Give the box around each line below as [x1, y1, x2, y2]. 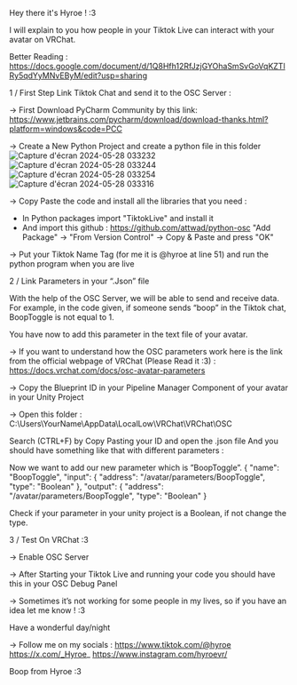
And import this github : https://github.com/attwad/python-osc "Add [21, 222, 271, 233]
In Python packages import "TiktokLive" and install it [21, 213, 215, 223]
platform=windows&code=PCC [9, 123, 122, 134]
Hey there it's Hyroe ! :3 [9, 8, 97, 18]
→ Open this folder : [9, 409, 82, 419]
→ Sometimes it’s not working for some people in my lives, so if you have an [9, 595, 287, 606]
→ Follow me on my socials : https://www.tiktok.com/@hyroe [9, 640, 232, 649]
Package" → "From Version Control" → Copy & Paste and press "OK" [21, 232, 274, 243]
